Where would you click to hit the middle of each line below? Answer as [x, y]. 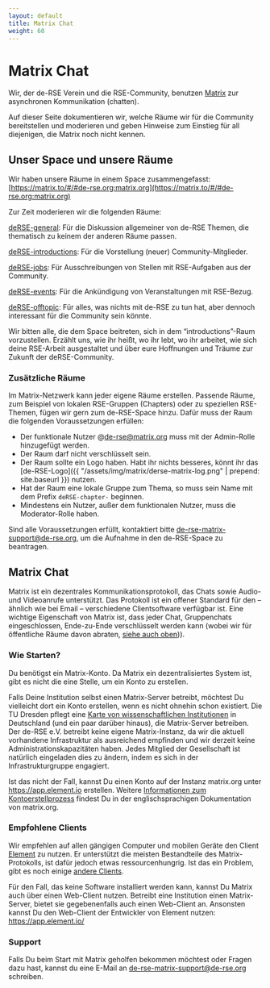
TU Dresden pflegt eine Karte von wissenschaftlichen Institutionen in [123, 714]
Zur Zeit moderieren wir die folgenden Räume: [85, 212]
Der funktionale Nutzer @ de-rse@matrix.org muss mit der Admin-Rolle [137, 437]
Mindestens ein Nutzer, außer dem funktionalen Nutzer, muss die [128, 506]
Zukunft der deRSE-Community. [61, 357]
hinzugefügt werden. [55, 445]
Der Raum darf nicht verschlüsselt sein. [85, 454]
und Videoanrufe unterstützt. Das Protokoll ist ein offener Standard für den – [135, 600]
